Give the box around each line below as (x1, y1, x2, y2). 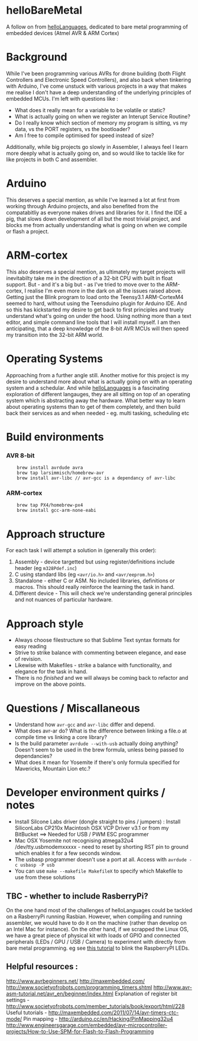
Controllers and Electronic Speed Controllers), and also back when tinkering (6, 76, 191, 83)
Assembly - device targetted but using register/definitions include (14, 558, 175, 565)
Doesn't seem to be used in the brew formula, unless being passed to (14, 746, 184, 753)
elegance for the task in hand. (14, 668, 87, 675)
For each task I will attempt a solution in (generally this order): (6, 547, 157, 554)
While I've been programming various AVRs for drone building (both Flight (6, 69, 186, 77)
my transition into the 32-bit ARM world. (6, 331, 104, 338)
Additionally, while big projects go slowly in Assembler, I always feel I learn (6, 143, 188, 150)
